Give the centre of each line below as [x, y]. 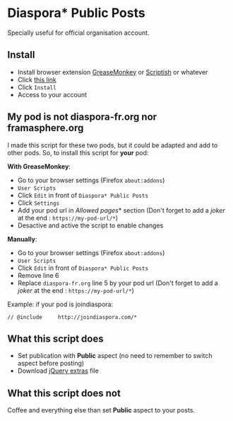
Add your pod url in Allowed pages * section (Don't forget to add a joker [121, 210]
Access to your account [52, 94]
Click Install [37, 87]
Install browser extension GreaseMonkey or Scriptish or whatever [113, 72]
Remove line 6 [38, 275]
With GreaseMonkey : [39, 166]
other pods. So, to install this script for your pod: [78, 152]
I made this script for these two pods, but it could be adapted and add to [113, 145]
